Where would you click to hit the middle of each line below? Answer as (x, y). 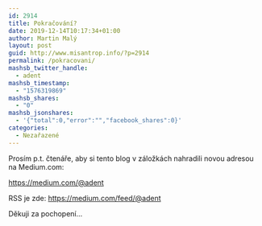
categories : (28, 128)
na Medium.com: (36, 166)
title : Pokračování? (43, 23)
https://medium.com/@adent (56, 183)
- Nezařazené (37, 135)
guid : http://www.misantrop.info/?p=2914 (79, 53)
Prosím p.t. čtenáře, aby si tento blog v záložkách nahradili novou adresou (131, 158)
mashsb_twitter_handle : (48, 68)
